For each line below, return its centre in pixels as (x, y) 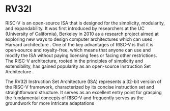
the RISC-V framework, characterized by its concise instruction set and (80, 87)
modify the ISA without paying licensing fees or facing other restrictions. (81, 55)
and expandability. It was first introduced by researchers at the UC (75, 28)
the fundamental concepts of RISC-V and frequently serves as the (75, 98)
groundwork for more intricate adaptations (50, 103)
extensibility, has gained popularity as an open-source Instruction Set (78, 66)
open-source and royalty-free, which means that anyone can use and (78, 50)
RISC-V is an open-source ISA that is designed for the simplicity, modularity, (85, 23)
